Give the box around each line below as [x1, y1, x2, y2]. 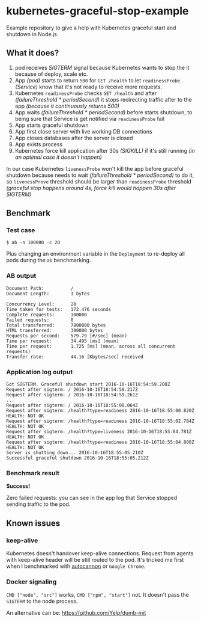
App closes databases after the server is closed [14, 134, 133, 141]
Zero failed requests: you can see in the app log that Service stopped [6, 494, 178, 502]
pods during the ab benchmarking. [6, 257, 91, 264]
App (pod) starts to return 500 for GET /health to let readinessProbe [14, 76, 181, 84]
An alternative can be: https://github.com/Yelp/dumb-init [6, 609, 146, 617]
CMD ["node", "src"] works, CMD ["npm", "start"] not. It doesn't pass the [6, 591, 189, 599]
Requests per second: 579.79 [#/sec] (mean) [6, 333, 128, 339]
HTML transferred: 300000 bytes [6, 327, 103, 333]
